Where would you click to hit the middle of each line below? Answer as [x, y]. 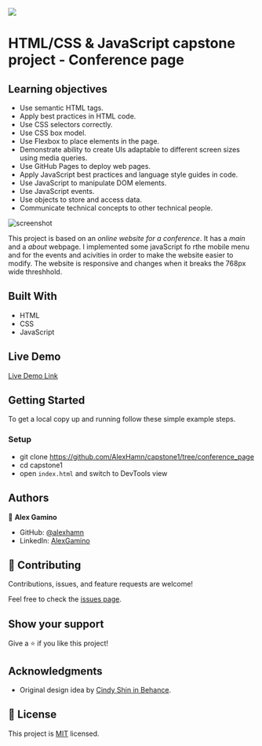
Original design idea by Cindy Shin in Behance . [95, 689]
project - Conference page [96, 60]
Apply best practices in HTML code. [78, 116]
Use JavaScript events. [57, 191]
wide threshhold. [35, 272]
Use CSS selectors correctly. [66, 124]
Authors [29, 498]
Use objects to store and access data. [81, 199]
